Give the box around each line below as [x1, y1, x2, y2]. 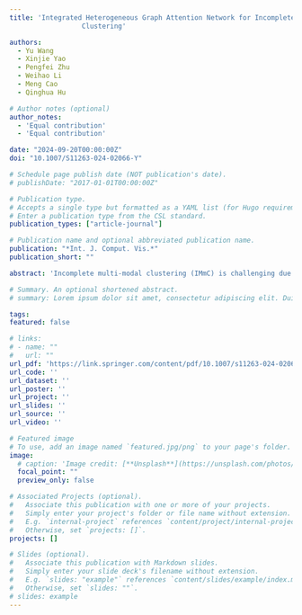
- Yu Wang [17, 46, 54, 55]
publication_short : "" [9, 253, 94, 262]
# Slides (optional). [9, 550, 91, 559]
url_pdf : [9, 359, 42, 369]
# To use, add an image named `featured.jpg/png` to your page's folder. [9, 442, 292, 451]
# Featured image [9, 433, 75, 443]
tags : [9, 309, 30, 319]
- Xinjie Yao [17, 55, 67, 64]
